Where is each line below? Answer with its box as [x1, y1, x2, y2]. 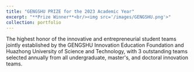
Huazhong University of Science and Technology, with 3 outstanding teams [6, 48, 188, 55]
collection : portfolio [6, 19, 61, 25]
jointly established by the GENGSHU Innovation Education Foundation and [6, 42, 184, 49]
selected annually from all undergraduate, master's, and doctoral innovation [6, 54, 189, 61]
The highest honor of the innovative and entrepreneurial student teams [6, 36, 176, 43]
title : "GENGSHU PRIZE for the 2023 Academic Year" [6, 8, 134, 15]
